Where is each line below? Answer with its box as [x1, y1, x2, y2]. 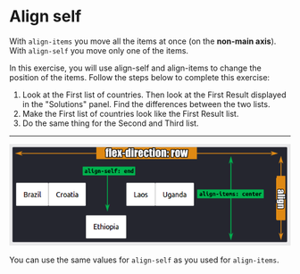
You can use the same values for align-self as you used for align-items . [9, 254, 279, 265]
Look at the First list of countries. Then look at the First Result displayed [21, 89, 287, 100]
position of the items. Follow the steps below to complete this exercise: [9, 71, 271, 82]
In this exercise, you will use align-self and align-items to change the [9, 62, 262, 73]
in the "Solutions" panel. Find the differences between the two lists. [21, 98, 271, 109]
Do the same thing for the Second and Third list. [21, 118, 199, 129]
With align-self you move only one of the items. [9, 45, 189, 55]
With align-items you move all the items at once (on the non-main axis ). [9, 36, 277, 46]
